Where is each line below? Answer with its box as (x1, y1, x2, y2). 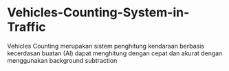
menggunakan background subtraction (7, 56, 118, 64)
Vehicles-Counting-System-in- (7, 5, 190, 20)
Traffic (7, 19, 46, 35)
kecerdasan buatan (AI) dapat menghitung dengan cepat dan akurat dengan (7, 49, 223, 57)
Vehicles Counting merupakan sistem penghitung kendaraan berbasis (7, 42, 205, 50)
